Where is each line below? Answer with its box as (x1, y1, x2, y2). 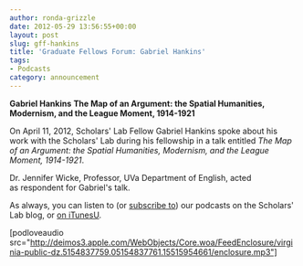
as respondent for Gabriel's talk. (9, 182, 131, 193)
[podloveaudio (9, 227, 64, 238)
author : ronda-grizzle (9, 13, 96, 23)
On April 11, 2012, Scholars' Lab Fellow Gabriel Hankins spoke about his (9, 125, 278, 136)
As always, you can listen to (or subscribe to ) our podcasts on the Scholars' (9, 199, 295, 210)
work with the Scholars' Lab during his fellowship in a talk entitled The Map (9, 134, 292, 146)
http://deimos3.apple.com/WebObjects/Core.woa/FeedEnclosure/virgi (30, 237, 294, 248)
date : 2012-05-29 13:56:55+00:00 (9, 22, 137, 31)
